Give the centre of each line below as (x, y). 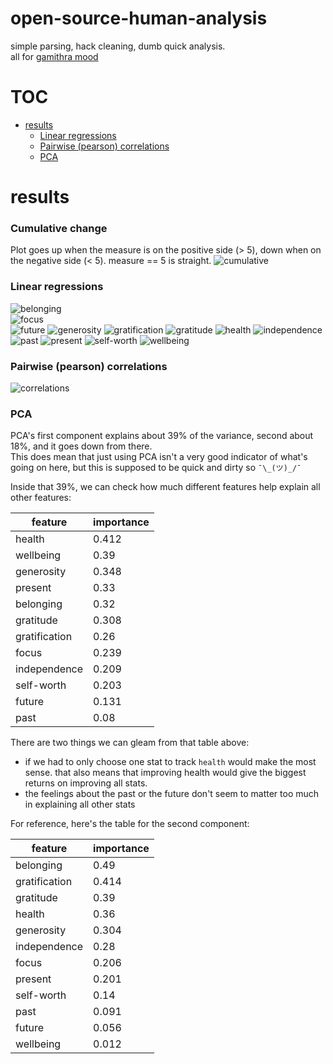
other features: (41, 498)
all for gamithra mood (54, 56)
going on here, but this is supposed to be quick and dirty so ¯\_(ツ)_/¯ (156, 468)
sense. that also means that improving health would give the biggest (165, 773)
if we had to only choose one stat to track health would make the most (170, 762)
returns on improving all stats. (86, 783)
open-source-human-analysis (139, 18)
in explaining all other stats (80, 804)
